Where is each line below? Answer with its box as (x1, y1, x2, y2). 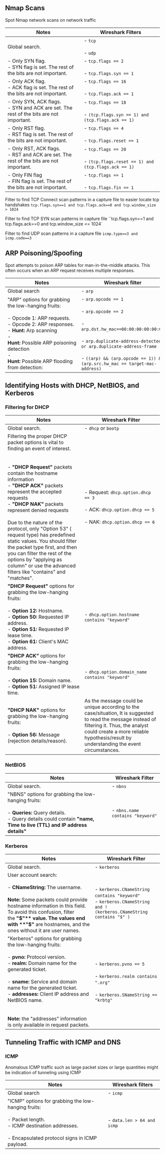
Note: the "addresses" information (7, 1015, 87, 1022)
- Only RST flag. (7, 124, 45, 131)
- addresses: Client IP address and (7, 990, 89, 997)
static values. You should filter (7, 538, 77, 545)
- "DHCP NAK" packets (7, 501, 64, 508)
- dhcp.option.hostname (84, 611, 139, 618)
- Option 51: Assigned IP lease (7, 683, 80, 690)
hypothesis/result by (84, 735, 132, 742)
